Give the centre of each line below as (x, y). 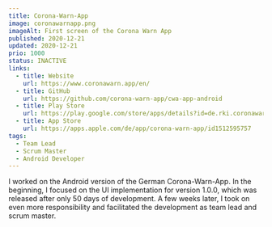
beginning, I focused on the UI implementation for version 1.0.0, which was (133, 190)
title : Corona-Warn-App (49, 16)
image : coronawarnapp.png (52, 23)
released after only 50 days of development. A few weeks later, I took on (129, 199)
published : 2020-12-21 (47, 38)
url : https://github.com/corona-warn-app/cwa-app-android (123, 99)
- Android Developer (50, 158)
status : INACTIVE (38, 61)
